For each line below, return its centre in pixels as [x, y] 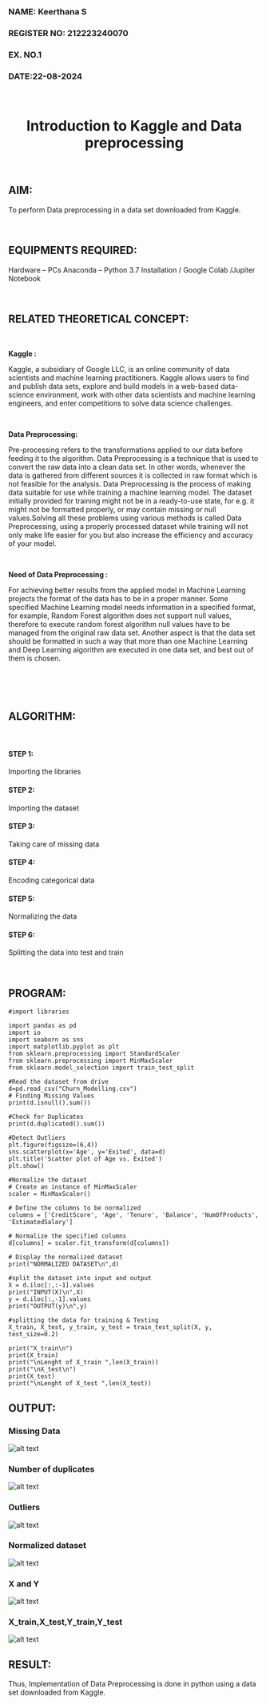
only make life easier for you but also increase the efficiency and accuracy [131, 535]
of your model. [32, 543]
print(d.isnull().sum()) [50, 1103]
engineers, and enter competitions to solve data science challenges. [121, 403]
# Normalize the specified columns [67, 1236]
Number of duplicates [52, 1469]
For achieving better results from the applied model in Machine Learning [127, 590]
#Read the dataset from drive [59, 1082]
